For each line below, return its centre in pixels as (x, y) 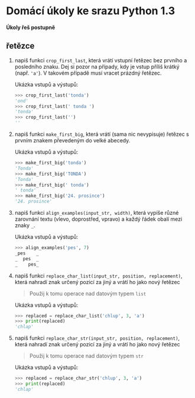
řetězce (20, 46)
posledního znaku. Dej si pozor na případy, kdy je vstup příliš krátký (97, 66)
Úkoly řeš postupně (31, 27)
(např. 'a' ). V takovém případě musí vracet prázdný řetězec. (88, 73)
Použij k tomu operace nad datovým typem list (88, 293)
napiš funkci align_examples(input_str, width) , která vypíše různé (97, 213)
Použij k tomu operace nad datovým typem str (86, 356)
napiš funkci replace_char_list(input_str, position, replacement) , (98, 276)
